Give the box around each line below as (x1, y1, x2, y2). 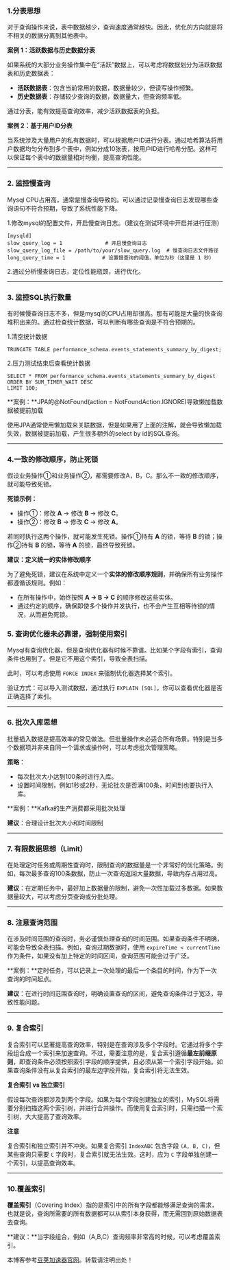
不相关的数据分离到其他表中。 (7, 32, 91, 40)
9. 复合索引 (7, 1024, 44, 1033)
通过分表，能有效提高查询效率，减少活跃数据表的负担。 (7, 107, 163, 115)
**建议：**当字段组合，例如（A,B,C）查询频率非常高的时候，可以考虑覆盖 (7, 1232, 215, 1240)
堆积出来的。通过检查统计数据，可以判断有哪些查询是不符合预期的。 (7, 318, 199, 326)
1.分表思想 (7, 5, 41, 15)
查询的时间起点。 (7, 975, 55, 983)
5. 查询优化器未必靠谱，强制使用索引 (7, 629, 128, 639)
